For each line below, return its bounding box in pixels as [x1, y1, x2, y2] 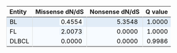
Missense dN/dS [35, 8, 84, 15]
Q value [145, 8, 169, 15]
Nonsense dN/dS [89, 8, 140, 15]
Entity [9, 8, 27, 15]
